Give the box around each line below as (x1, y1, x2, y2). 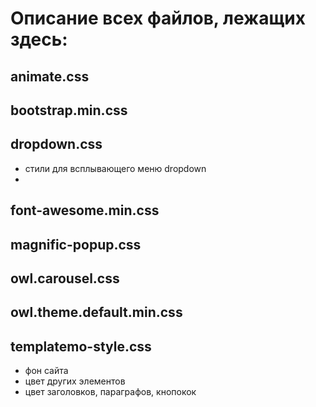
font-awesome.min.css (10, 202, 160, 219)
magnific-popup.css (10, 236, 142, 253)
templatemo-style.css (10, 338, 152, 355)
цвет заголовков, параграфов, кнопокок (24, 386, 197, 398)
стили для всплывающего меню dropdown (24, 162, 207, 174)
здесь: (10, 28, 68, 51)
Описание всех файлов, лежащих (10, 7, 306, 30)
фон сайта (24, 365, 69, 377)
